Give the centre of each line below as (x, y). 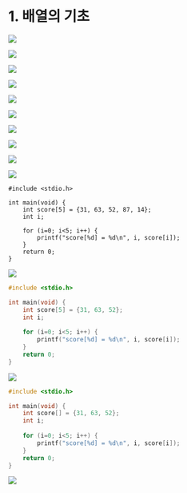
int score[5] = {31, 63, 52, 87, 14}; (87, 209)
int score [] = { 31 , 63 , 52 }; (71, 414)
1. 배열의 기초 (49, 16)
